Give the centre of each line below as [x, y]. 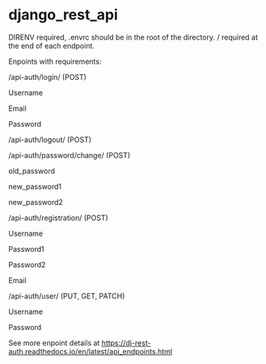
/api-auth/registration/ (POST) [59, 218]
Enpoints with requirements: [55, 61]
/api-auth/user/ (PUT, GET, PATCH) [67, 295]
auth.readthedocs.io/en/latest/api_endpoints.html [90, 351]
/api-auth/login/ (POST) [48, 77]
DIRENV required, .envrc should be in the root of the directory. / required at [133, 37]
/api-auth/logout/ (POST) [50, 140]
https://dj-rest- [126, 343]
